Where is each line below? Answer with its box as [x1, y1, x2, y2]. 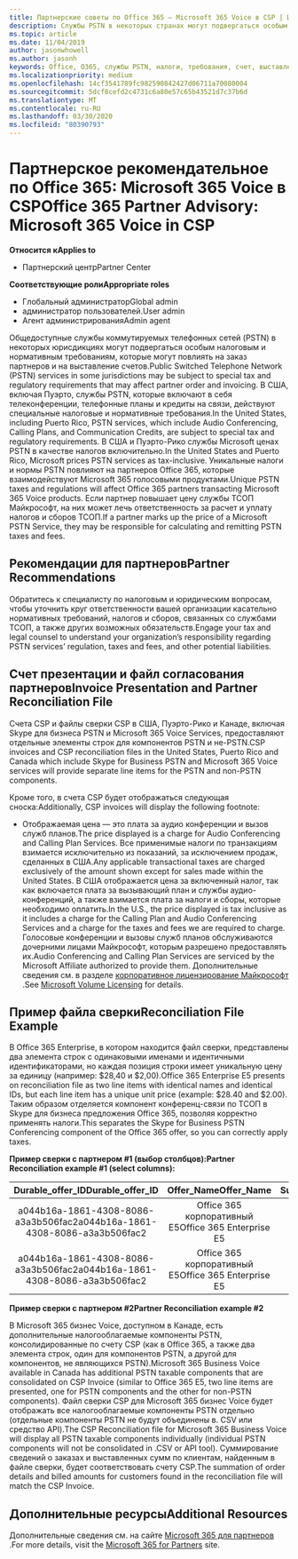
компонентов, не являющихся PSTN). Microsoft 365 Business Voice [9, 1358, 260, 1369]
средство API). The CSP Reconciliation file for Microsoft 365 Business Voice [9, 1424, 287, 1435]
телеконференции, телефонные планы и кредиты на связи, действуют [9, 398, 276, 409]
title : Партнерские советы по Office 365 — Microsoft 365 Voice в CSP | [9, 12, 284, 22]
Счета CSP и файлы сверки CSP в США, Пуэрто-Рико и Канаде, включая [9, 718, 286, 728]
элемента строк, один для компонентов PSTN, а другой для [9, 1348, 237, 1359]
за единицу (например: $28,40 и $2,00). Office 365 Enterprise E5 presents [9, 1070, 286, 1081]
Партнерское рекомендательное [9, 159, 269, 179]
